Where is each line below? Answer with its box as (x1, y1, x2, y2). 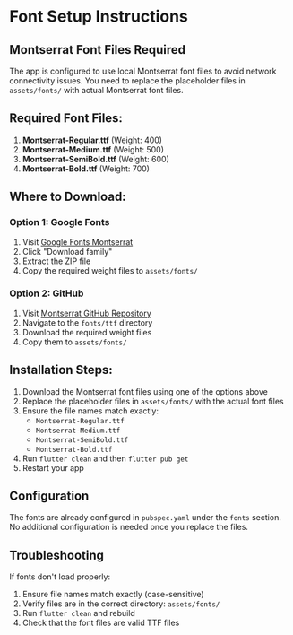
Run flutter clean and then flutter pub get (22, 453, 189, 464)
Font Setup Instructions (9, 6, 188, 27)
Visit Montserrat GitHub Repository (22, 308, 152, 318)
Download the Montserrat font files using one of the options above (22, 386, 269, 396)
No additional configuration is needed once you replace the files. (9, 522, 249, 533)
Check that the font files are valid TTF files (22, 617, 180, 629)
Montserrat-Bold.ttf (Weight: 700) (22, 163, 151, 174)
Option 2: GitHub (9, 287, 84, 300)
